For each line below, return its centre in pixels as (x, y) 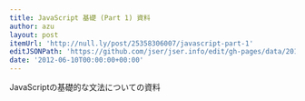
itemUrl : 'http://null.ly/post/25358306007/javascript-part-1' (132, 43)
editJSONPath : (36, 52)
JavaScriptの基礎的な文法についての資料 (85, 87)
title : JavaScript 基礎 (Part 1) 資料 (80, 18)
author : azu (32, 26)
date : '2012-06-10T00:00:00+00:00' (77, 60)
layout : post (34, 35)
